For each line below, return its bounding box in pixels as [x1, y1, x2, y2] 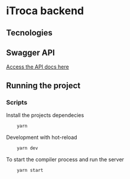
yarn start [17, 167, 44, 173]
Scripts [6, 98, 28, 106]
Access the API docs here [6, 63, 69, 70]
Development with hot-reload [6, 134, 77, 141]
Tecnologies [6, 28, 53, 38]
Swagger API [6, 47, 55, 57]
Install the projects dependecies [6, 112, 84, 119]
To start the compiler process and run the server [6, 155, 124, 163]
